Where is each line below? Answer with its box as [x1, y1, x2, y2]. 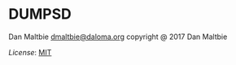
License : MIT [8, 47, 52, 57]
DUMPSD [8, 5, 72, 24]
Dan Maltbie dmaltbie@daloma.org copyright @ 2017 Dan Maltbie [8, 32, 228, 41]
